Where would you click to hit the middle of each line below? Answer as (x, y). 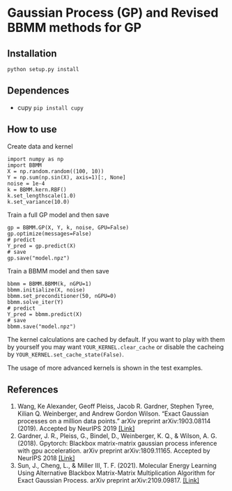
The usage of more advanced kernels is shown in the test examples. (105, 368)
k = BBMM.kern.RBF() (37, 190)
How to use (32, 129)
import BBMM (24, 165)
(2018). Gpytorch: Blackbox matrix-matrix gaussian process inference (117, 444)
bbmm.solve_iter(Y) (36, 302)
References (33, 390)
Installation (32, 53)
